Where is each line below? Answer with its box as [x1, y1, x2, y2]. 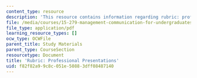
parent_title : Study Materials [6, 42, 83, 48]
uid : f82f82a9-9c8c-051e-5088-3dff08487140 [6, 63, 114, 69]
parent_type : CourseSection [6, 47, 75, 53]
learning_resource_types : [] [6, 30, 77, 36]
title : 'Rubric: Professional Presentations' [6, 57, 119, 63]
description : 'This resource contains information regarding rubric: [6, 14, 180, 20]
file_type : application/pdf [6, 25, 75, 31]
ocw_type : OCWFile [6, 36, 51, 42]
